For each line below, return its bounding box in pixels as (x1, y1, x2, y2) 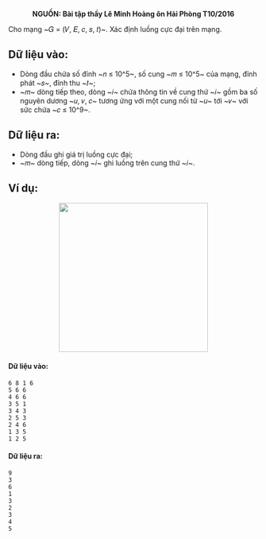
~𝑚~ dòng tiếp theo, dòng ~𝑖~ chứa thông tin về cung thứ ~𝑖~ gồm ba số (19, 87, 258, 96)
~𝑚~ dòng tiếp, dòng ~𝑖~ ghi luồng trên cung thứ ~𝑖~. (19, 157, 195, 168)
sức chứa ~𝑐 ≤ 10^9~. (19, 105, 91, 114)
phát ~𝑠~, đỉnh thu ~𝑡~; (19, 78, 96, 87)
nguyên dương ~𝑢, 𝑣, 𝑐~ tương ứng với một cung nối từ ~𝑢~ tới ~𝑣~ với (19, 95, 249, 105)
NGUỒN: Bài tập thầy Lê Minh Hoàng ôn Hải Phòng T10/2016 (32, 10, 235, 18)
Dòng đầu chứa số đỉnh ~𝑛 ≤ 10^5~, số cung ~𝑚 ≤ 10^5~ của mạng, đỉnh (19, 69, 257, 79)
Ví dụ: (8, 181, 38, 196)
